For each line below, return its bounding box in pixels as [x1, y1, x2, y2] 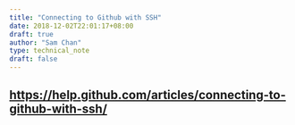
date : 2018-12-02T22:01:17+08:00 [9, 21, 134, 30]
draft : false [9, 54, 58, 63]
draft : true [9, 29, 54, 38]
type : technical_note [9, 46, 90, 55]
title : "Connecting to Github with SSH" [9, 12, 163, 22]
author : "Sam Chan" [9, 37, 82, 47]
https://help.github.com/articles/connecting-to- [9, 87, 286, 103]
